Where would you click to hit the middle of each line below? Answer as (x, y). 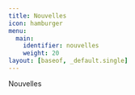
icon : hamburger (36, 23)
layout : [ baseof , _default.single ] (68, 61)
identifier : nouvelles (61, 46)
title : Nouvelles (38, 16)
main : (25, 38)
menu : (17, 31)
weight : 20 (41, 53)
